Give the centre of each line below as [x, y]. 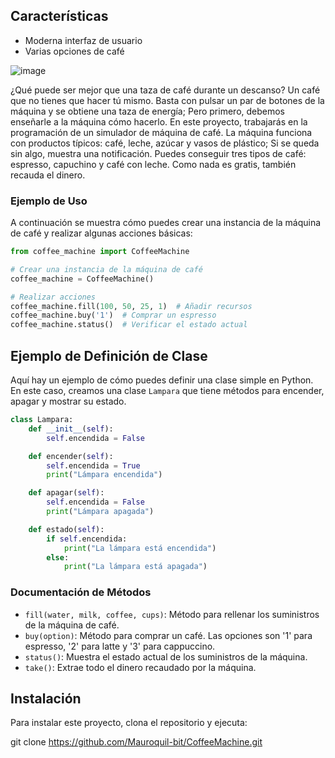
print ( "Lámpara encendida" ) [104, 475]
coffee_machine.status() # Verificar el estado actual [129, 325]
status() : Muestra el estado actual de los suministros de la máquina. [166, 656]
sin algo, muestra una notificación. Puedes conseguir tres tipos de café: [158, 153]
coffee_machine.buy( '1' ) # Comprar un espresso [113, 315]
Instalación [46, 698]
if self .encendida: [87, 539]
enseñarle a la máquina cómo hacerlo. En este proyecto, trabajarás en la [159, 121]
